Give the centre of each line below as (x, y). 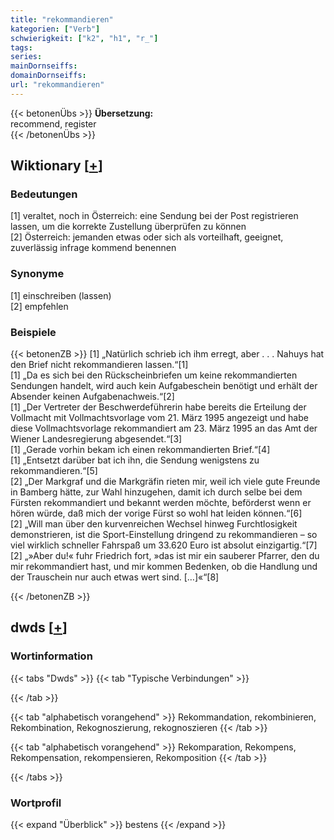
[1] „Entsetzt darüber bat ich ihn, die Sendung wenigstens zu (135, 460)
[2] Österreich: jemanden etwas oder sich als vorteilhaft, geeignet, (147, 237)
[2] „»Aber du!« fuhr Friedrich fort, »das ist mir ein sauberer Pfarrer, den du (165, 556)
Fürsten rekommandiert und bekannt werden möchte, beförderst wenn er (161, 503)
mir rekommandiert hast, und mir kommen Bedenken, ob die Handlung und (164, 567)
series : (26, 57)
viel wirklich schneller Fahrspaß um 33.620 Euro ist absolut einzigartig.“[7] (164, 545)
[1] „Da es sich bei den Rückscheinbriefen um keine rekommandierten (154, 375)
